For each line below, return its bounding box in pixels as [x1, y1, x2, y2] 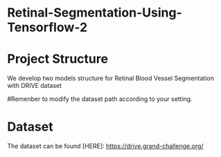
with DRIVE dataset [7, 82, 62, 90]
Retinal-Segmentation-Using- [7, 5, 182, 21]
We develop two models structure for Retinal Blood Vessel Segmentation [7, 74, 215, 82]
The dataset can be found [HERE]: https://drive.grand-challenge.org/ [7, 142, 204, 150]
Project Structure [7, 51, 109, 67]
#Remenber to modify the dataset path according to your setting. [7, 95, 193, 103]
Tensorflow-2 [7, 19, 88, 35]
